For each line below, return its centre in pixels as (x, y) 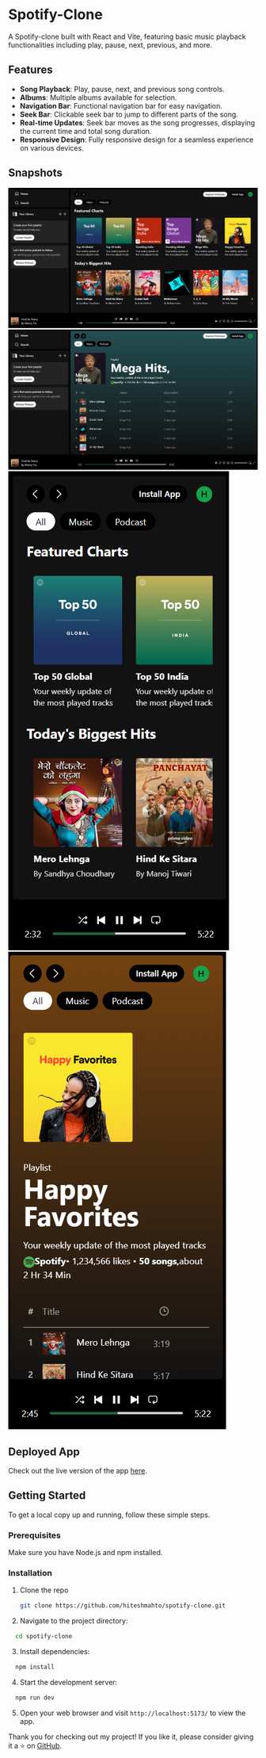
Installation (30, 1573)
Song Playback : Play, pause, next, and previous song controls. (122, 89)
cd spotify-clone (44, 1637)
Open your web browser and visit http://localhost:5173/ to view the (133, 1713)
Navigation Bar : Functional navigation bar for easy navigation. (121, 105)
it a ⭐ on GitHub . (35, 1745)
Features (30, 70)
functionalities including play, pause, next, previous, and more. (110, 44)
